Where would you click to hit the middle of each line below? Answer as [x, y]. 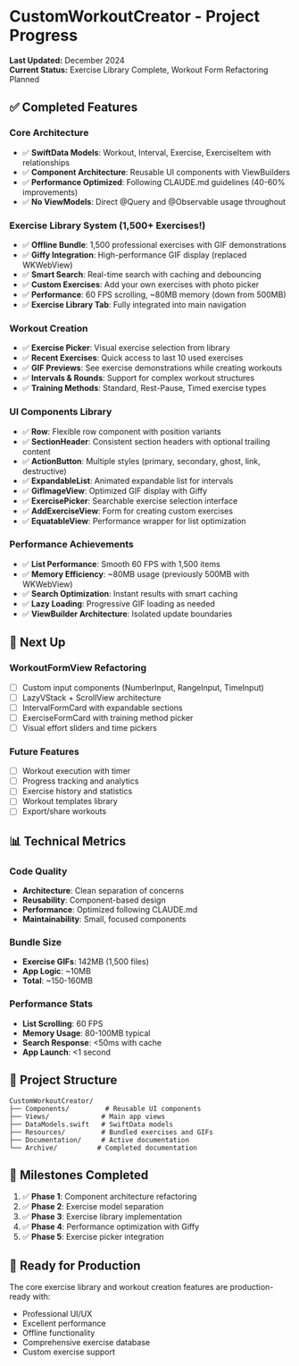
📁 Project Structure [63, 1080]
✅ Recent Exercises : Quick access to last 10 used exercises [133, 358]
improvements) [50, 192]
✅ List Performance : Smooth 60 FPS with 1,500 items [121, 564]
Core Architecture [49, 133]
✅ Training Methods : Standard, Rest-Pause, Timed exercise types [144, 388]
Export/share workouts [64, 811]
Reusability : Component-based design [94, 900]
